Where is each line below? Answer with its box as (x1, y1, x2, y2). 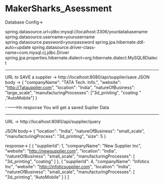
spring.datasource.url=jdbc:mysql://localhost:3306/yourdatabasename (5, 28, 148, 34)
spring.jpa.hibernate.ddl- (95, 39, 145, 45)
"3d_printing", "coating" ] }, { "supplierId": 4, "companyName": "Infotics (5, 158, 150, 164)
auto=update (5, 44, 31, 50)
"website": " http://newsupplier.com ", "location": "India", (5, 148, 117, 154)
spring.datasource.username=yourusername (5, 34, 95, 40)
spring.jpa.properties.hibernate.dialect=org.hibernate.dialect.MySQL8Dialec (5, 54, 158, 60)
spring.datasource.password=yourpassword (5, 39, 94, 45)
